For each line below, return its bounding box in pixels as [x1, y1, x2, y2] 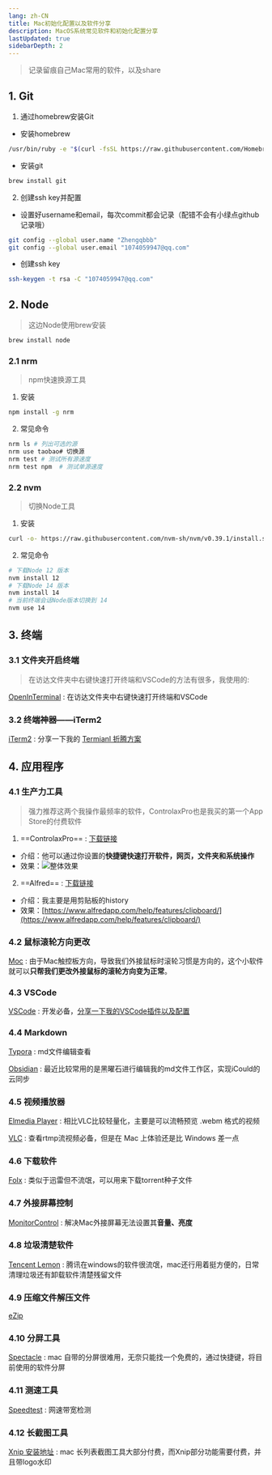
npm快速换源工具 [28, 375, 87, 385]
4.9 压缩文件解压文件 [8, 1292, 91, 1303]
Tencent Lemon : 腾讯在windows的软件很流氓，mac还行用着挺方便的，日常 [8, 1260, 260, 1269]
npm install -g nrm [8, 408, 74, 417]
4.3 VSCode [8, 987, 57, 998]
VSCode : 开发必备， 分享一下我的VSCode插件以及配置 [8, 1006, 190, 1016]
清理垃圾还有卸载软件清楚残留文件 [8, 1269, 122, 1279]
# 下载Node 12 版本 [8, 566, 70, 575]
